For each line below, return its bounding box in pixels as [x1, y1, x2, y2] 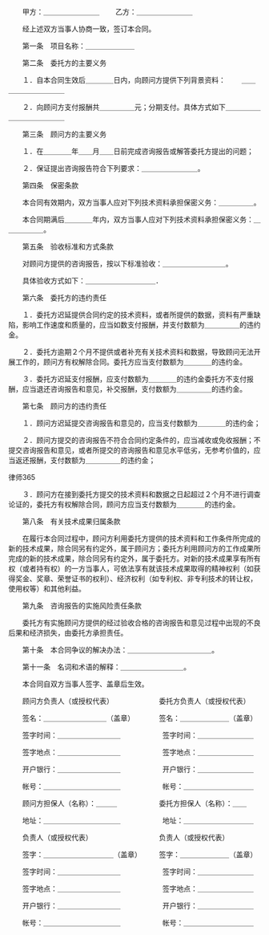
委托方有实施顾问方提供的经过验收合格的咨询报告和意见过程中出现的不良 [22, 618, 261, 628]
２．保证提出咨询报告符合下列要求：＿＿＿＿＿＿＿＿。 [22, 164, 205, 173]
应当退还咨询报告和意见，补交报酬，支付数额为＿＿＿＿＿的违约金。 [22, 384, 247, 393]
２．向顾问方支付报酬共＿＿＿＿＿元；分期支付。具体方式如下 [22, 103, 226, 112]
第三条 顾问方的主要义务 [22, 129, 106, 139]
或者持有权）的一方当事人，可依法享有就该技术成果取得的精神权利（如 [22, 564, 254, 573]
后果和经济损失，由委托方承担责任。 [8, 628, 128, 637]
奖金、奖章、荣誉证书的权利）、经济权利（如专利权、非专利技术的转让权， [14, 574, 258, 583]
